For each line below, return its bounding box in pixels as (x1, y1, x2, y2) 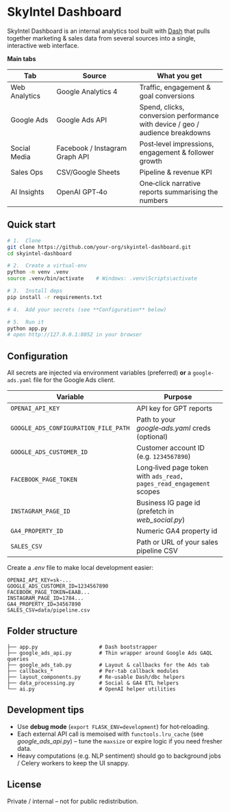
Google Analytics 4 (56, 86, 118, 96)
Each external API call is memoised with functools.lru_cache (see (16, 730, 204, 738)
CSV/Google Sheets (56, 167, 120, 177)
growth (139, 156, 162, 165)
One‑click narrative (139, 178, 201, 188)
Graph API (56, 152, 90, 161)
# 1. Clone (7, 237, 41, 244)
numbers (139, 195, 168, 205)
